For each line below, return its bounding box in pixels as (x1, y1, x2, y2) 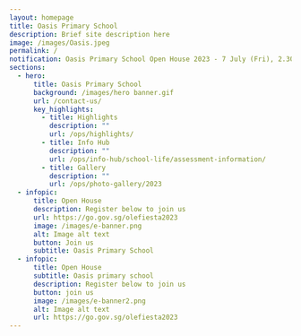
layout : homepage (9, 13, 74, 22)
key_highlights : (32, 105, 94, 114)
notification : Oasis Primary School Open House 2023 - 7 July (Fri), (9, 55, 275, 64)
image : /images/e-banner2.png (32, 297, 146, 306)
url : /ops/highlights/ (48, 130, 134, 139)
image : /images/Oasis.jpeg (9, 38, 110, 47)
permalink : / (9, 47, 58, 56)
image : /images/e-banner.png (32, 221, 142, 230)
